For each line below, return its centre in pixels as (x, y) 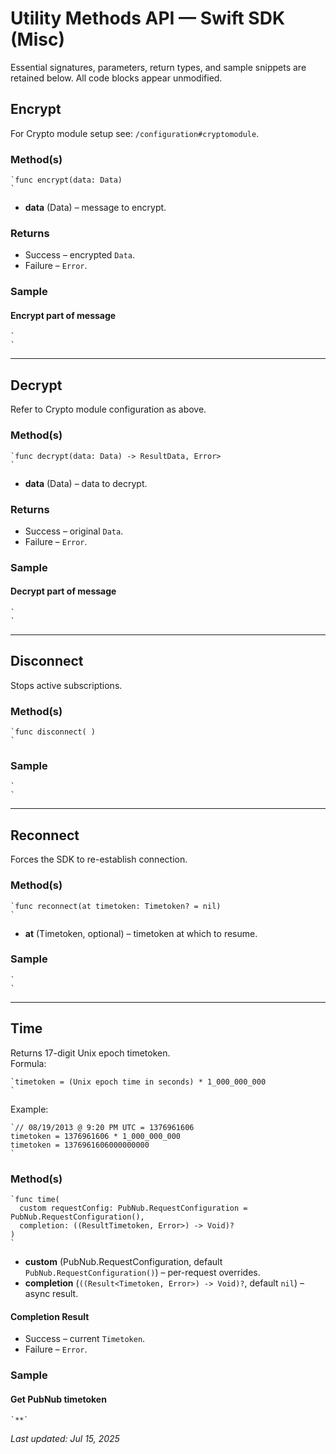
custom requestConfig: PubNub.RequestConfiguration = (133, 1208)
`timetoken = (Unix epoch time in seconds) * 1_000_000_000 (138, 1082)
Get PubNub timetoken (58, 1399)
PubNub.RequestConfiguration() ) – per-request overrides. (142, 1272)
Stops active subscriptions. (66, 685)
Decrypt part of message (63, 591)
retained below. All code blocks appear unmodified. (116, 78)
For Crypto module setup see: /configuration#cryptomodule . (135, 133)
